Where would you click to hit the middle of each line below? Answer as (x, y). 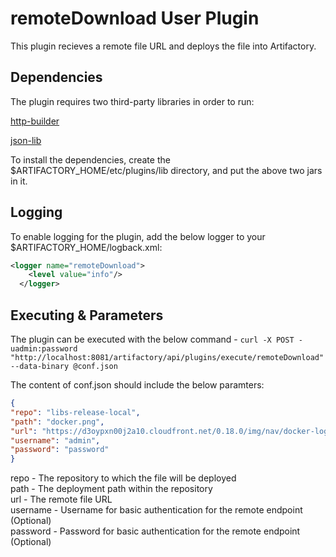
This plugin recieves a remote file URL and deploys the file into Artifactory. (163, 46)
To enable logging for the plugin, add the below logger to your (138, 236)
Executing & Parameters (87, 315)
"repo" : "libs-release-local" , (75, 412)
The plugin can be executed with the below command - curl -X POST (152, 339)
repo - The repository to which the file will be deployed (123, 478)
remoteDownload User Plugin (135, 18)
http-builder (35, 121)
